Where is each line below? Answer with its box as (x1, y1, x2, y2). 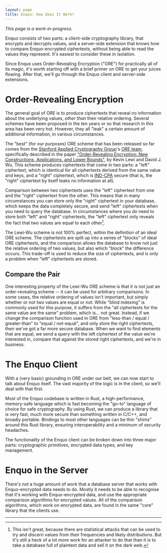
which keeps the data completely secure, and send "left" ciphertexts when (5, 203, 158, 209)
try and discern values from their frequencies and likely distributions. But (12, 532, 162, 538)
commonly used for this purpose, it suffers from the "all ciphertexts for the (5, 304, 158, 310)
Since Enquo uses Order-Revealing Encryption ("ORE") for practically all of (5, 61, 158, 67)
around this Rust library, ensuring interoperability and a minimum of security (5, 421, 161, 427)
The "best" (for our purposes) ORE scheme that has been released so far (5, 141, 155, 147)
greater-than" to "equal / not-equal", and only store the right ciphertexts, (5, 320, 154, 326)
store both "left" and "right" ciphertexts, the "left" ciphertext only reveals (5, 214, 155, 220)
